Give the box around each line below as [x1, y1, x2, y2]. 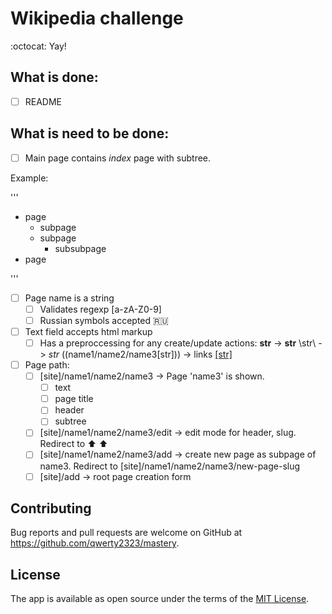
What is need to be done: [10, 125, 170, 142]
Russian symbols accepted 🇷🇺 [39, 314, 169, 326]
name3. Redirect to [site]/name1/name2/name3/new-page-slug [39, 460, 301, 472]
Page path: [24, 359, 70, 371]
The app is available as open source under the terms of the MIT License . [10, 593, 310, 605]
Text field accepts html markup [24, 325, 153, 337]
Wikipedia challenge [10, 7, 184, 30]
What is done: [10, 69, 99, 86]
